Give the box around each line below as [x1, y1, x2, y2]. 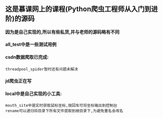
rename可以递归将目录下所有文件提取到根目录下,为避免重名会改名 [5, 108, 123, 113]
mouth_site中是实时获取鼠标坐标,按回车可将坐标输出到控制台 [5, 103, 118, 108]
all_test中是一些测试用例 [5, 41, 57, 47]
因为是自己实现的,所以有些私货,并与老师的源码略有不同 [5, 28, 120, 35]
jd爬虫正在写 [5, 78, 32, 84]
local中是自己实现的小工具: [5, 91, 62, 97]
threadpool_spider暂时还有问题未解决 [5, 67, 78, 72]
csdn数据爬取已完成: [5, 54, 49, 60]
